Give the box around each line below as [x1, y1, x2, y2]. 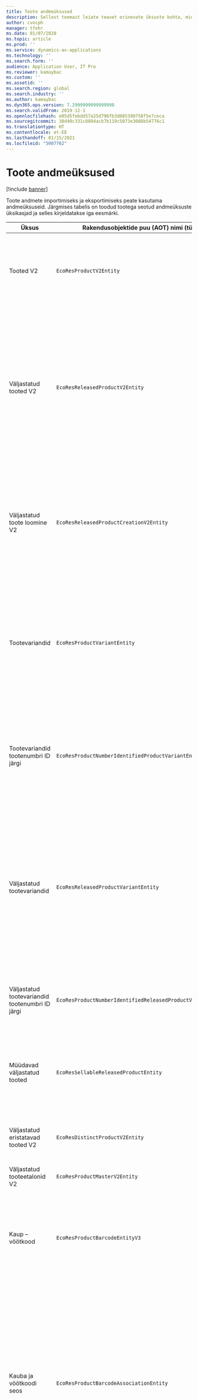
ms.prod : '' [6, 42, 35, 48]
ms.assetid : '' [6, 80, 44, 86]
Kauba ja [9, 1371, 34, 1380]
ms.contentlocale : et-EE [6, 129, 67, 136]
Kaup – [9, 1230, 28, 1238]
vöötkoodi [9, 1379, 37, 1387]
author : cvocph [6, 19, 44, 25]
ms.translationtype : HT [6, 124, 65, 130]
